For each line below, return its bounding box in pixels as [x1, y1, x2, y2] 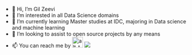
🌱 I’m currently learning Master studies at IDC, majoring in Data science [11, 18, 187, 25]
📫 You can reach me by [11, 42, 71, 49]
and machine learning [11, 24, 65, 31]
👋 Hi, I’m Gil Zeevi [11, 6, 55, 12]
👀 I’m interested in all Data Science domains [11, 12, 119, 19]
